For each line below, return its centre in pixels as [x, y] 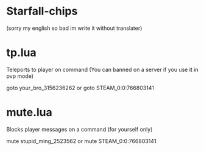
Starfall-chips [42, 11]
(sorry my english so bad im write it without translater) [74, 28]
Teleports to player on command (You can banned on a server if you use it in [103, 69]
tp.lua [21, 53]
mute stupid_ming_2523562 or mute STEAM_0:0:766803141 [81, 141]
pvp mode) [20, 76]
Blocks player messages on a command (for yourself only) [79, 129]
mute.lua [30, 112]
